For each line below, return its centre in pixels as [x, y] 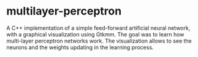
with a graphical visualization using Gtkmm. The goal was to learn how [95, 34]
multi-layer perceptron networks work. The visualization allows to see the [99, 41]
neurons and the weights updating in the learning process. [80, 47]
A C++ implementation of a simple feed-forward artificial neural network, [98, 28]
